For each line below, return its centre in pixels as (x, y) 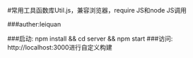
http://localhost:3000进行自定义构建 (60, 47)
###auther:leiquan (34, 24)
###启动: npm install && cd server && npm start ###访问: (90, 38)
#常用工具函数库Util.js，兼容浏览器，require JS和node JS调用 (97, 10)
